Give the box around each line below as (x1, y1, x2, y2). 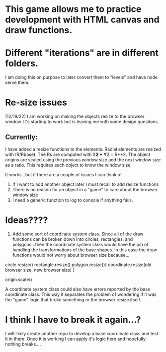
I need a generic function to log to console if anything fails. (12, 197, 133, 203)
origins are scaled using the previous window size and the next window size (5, 156, 161, 162)
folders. (5, 58, 39, 69)
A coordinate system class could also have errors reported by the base (5, 286, 151, 292)
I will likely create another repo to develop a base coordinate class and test (5, 330, 159, 336)
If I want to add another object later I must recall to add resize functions (12, 181, 159, 187)
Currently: (5, 133, 38, 141)
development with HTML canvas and (5, 14, 160, 25)
